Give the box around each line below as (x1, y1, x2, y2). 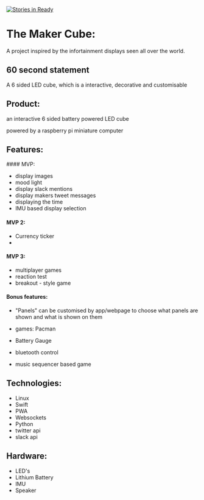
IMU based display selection (15, 205, 86, 212)
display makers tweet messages (15, 192, 96, 199)
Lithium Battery (15, 473, 54, 481)
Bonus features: (6, 293, 48, 301)
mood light (15, 179, 43, 186)
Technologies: (6, 378, 62, 388)
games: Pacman (15, 325, 56, 332)
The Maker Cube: (6, 27, 96, 41)
